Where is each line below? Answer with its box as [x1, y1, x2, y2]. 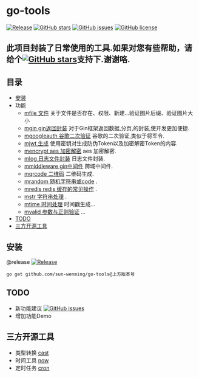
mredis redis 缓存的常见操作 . [24, 185, 97, 193]
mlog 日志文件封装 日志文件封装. [24, 155, 106, 162]
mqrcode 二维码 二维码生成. [24, 170, 94, 178]
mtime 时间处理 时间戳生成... [24, 201, 96, 208]
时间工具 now [15, 356, 49, 364]
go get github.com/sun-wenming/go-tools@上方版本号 [6, 271, 135, 277]
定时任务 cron [15, 364, 50, 372]
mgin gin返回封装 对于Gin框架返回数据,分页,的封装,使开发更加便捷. [24, 125, 190, 132]
